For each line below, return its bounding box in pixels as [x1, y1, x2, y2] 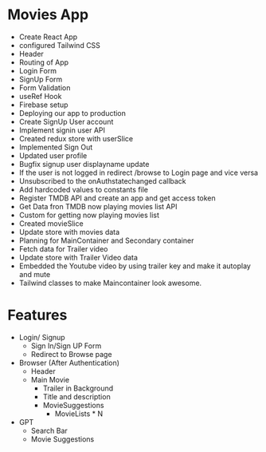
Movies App [7, 6, 89, 24]
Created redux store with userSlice [18, 133, 134, 143]
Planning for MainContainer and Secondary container [18, 236, 194, 245]
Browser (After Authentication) [18, 358, 120, 367]
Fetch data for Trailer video [18, 244, 108, 253]
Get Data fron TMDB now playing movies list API [18, 201, 178, 211]
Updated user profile [18, 150, 88, 161]
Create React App [18, 32, 78, 42]
